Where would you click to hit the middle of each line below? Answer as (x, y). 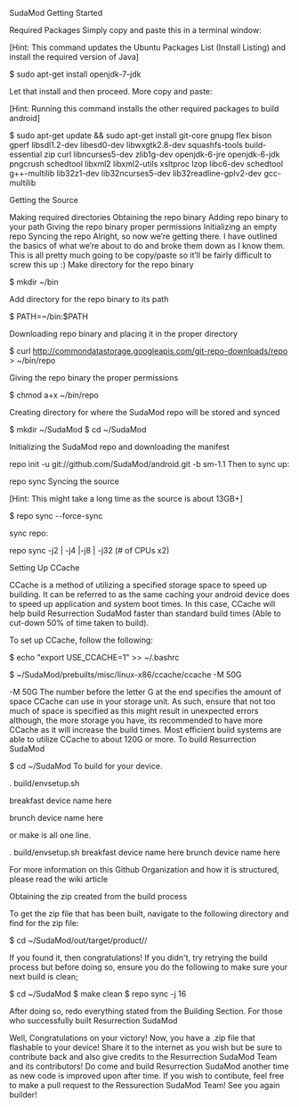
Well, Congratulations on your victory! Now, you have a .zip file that (132, 1038)
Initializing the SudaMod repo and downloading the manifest (119, 447)
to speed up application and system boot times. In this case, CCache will (142, 604)
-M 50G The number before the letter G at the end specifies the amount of (145, 692)
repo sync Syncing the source (65, 481)
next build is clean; (44, 976)
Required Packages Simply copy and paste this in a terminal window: (135, 30)
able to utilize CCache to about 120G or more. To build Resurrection (133, 739)
